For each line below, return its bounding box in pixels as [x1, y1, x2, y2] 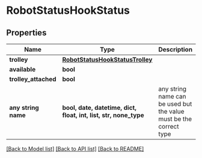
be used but [158, 100, 192, 108]
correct [158, 123, 179, 130]
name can [158, 93, 186, 100]
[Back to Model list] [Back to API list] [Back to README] [6, 145, 144, 152]
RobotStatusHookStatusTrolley [62, 55, 153, 64]
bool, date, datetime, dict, [62, 103, 137, 112]
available [9, 65, 36, 73]
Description [158, 46, 193, 53]
